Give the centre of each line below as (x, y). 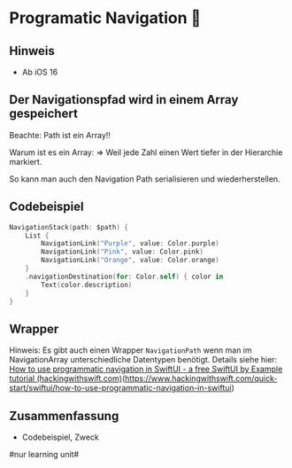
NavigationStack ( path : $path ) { (69, 227)
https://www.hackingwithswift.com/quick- (201, 378)
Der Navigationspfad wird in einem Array (124, 100)
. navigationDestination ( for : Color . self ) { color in (124, 277)
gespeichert (43, 114)
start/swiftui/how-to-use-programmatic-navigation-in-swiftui (120, 388)
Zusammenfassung (64, 416)
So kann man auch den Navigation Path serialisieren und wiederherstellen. (145, 179)
